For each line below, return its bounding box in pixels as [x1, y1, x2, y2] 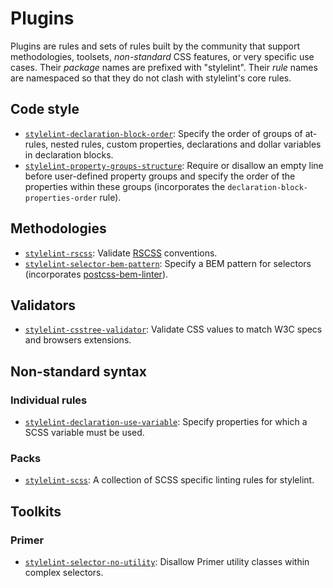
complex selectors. [24, 567, 104, 579]
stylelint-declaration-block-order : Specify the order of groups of [24, 127, 303, 139]
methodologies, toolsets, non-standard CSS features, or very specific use [10, 50, 315, 62]
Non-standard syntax [10, 363, 147, 380]
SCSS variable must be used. [24, 427, 145, 439]
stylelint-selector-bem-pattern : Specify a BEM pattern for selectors [24, 257, 312, 269]
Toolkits [10, 503, 62, 520]
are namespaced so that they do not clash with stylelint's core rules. [10, 72, 292, 84]
